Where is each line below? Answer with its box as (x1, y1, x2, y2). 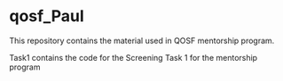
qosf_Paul (9, 6, 84, 26)
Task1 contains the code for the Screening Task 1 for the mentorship (9, 52, 258, 63)
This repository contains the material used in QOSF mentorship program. (9, 35, 275, 46)
